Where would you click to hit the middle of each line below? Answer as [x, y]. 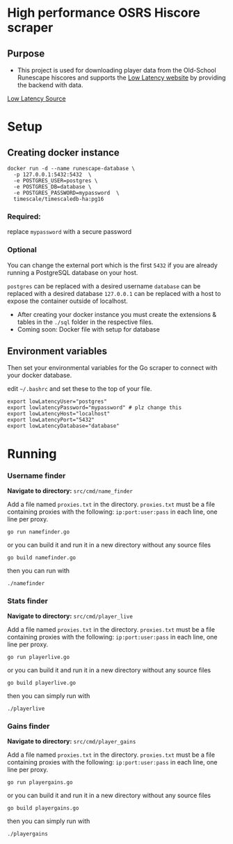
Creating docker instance [63, 153]
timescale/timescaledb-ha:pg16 [59, 199]
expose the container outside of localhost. [68, 301]
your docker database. [40, 376]
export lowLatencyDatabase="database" [63, 426]
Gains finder [29, 726]
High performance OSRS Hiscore [104, 13]
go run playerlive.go [39, 658]
